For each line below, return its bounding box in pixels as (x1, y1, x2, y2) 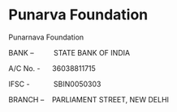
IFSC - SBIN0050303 (8, 79, 101, 89)
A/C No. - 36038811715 (8, 63, 96, 73)
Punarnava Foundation (8, 32, 84, 42)
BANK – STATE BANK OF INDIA (8, 48, 131, 57)
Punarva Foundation (8, 6, 149, 24)
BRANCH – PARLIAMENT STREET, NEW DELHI (8, 94, 169, 104)
